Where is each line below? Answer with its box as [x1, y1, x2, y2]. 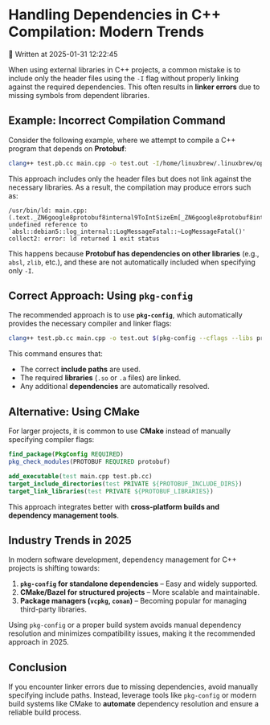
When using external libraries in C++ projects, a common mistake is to [8, 64, 241, 74]
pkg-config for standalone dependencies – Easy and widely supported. [19, 579, 259, 588]
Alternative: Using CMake [8, 404, 141, 419]
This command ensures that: [8, 349, 103, 358]
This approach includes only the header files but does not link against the [8, 174, 252, 183]
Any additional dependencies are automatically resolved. [19, 382, 211, 391]
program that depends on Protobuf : [8, 143, 127, 154]
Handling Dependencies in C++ [8, 6, 222, 24]
